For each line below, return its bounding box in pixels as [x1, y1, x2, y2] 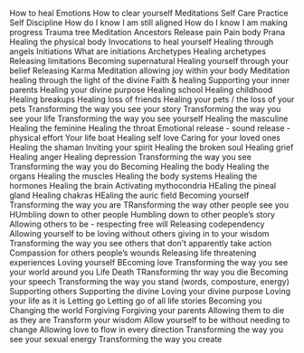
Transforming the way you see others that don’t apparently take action [9, 238, 272, 248]
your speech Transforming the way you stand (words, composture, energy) [9, 276, 290, 287]
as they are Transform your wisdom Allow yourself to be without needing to [9, 315, 290, 325]
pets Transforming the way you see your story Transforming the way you [9, 104, 281, 114]
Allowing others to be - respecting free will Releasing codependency [9, 218, 265, 229]
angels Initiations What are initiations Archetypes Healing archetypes [9, 46, 267, 57]
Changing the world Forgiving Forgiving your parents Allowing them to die [9, 305, 285, 315]
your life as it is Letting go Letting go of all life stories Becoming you [9, 295, 262, 306]
